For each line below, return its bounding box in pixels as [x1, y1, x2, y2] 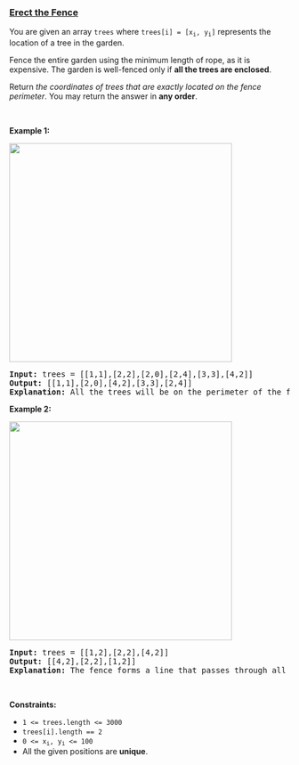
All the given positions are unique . [21, 746, 149, 757]
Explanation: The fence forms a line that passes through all [9, 665, 287, 675]
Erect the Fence [9, 6, 78, 19]
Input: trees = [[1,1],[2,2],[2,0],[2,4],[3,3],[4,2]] [9, 369, 254, 379]
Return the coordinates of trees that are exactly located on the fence [9, 81, 262, 92]
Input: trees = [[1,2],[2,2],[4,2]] [9, 647, 169, 657]
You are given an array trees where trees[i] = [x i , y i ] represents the [9, 27, 271, 38]
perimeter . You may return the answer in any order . [9, 91, 198, 102]
